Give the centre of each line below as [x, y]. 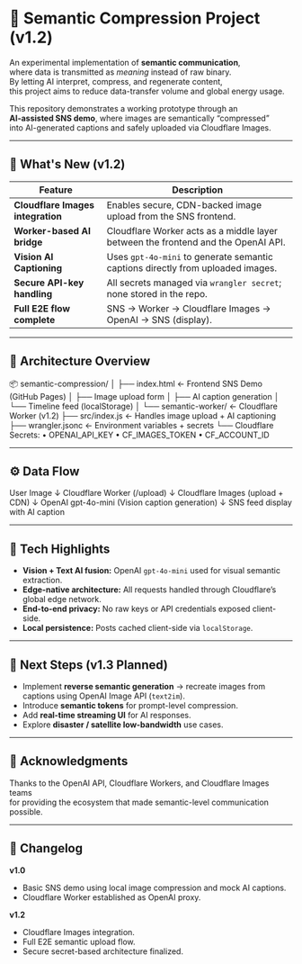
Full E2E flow [42, 308]
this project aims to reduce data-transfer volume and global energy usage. [147, 91]
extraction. [42, 581]
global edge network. [62, 599]
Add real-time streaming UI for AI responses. [107, 715]
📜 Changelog [46, 848]
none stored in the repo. [157, 293]
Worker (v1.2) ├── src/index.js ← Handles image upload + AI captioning [143, 415]
